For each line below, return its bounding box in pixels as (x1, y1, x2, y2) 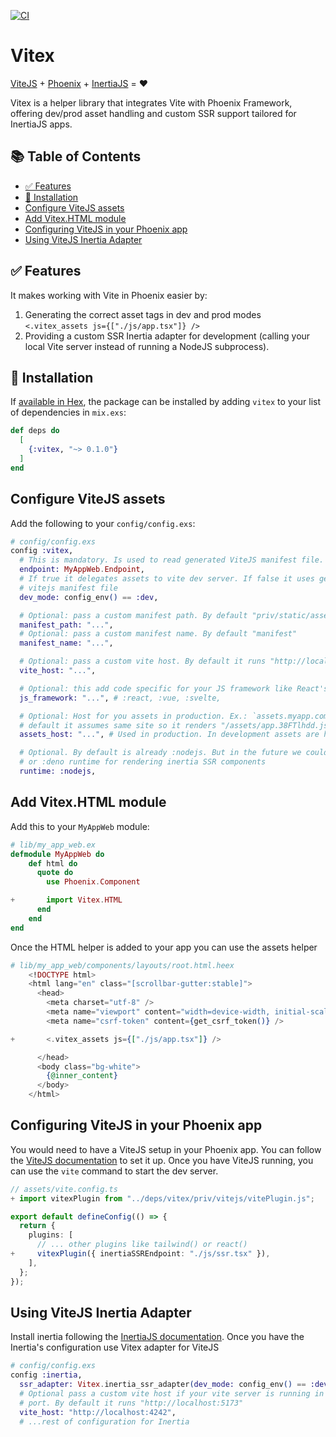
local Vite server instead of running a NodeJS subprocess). (24, 340, 270, 352)
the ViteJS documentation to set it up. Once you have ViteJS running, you (10, 1154, 314, 1166)
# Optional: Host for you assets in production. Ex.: (19, 711, 248, 721)
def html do (28, 858, 78, 869)
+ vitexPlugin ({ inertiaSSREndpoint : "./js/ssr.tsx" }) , (10, 1249, 271, 1259)
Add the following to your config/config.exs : (10, 517, 196, 529)
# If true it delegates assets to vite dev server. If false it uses (19, 574, 315, 584)
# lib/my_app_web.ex (10, 840, 97, 850)
